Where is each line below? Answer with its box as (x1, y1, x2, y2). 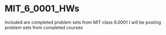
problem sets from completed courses (4, 24, 83, 30)
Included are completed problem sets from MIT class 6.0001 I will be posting (4, 19, 161, 25)
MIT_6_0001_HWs (4, 3, 80, 14)
